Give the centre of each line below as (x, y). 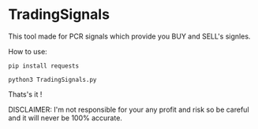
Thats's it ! (25, 94)
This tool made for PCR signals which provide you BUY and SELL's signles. (129, 36)
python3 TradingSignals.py (52, 79)
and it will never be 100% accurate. (65, 118)
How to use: (28, 51)
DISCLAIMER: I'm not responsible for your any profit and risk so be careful (129, 109)
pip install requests (44, 66)
